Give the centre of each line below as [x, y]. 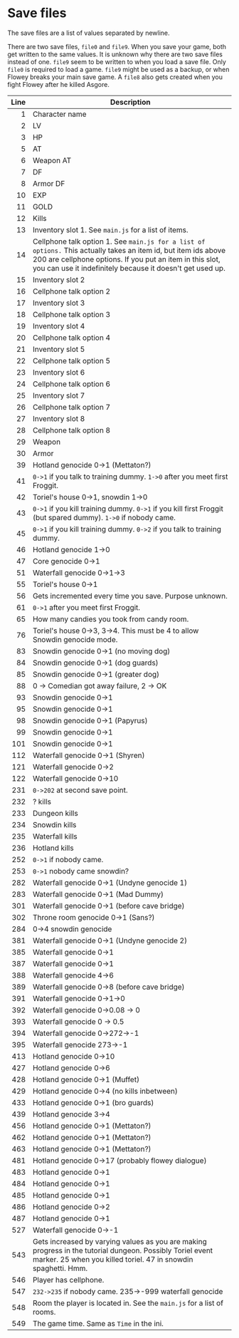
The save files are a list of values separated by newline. [89, 33]
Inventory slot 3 [59, 303]
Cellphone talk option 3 [71, 314]
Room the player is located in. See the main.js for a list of [128, 1303]
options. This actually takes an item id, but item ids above [129, 250]
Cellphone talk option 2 [71, 291]
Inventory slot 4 [59, 326]
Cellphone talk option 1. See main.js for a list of [119, 242]
